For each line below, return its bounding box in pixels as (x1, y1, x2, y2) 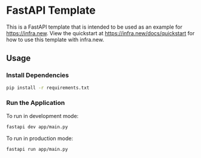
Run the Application (6, 99, 65, 107)
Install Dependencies (6, 71, 69, 79)
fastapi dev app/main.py (6, 123, 68, 130)
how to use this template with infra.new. (6, 36, 105, 43)
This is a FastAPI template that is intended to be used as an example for (6, 23, 182, 30)
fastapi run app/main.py (6, 146, 68, 152)
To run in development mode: (6, 112, 79, 119)
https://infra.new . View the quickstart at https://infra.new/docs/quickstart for (6, 29, 195, 36)
